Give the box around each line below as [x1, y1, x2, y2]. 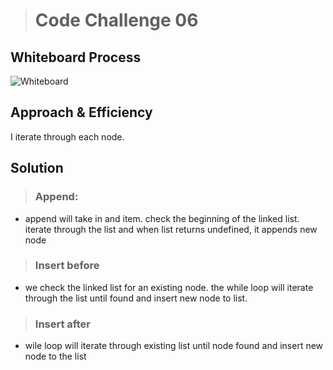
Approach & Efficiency [10, 104, 153, 121]
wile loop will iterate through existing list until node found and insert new [24, 340, 324, 352]
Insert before [34, 259, 100, 273]
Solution [10, 160, 64, 177]
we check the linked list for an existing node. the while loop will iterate [24, 281, 314, 293]
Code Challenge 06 [34, 9, 199, 32]
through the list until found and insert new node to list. [24, 292, 248, 304]
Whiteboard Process [10, 49, 142, 66]
